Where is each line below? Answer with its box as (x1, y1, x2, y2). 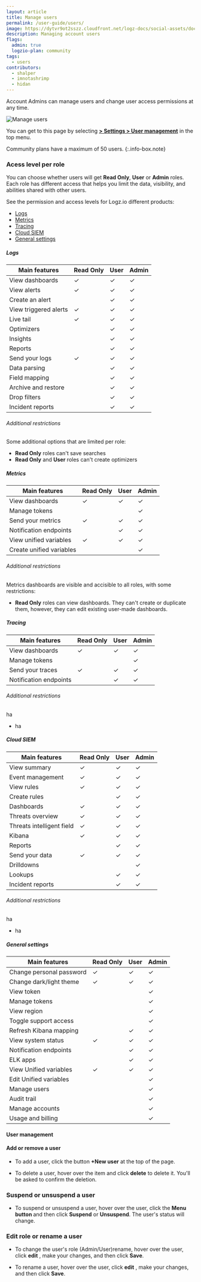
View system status (9, 1036, 64, 1044)
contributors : (6, 64, 42, 71)
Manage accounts (9, 1104, 60, 1112)
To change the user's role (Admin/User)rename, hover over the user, (14, 1245, 184, 1253)
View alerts (9, 286, 41, 294)
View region (9, 1007, 43, 1015)
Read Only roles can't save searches (14, 450, 106, 457)
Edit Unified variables (9, 1075, 69, 1083)
